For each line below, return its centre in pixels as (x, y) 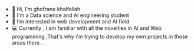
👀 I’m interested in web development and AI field (70, 21)
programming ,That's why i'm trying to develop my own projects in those (100, 36)
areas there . (27, 43)
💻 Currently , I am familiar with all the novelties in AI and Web (87, 28)
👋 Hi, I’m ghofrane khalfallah (46, 9)
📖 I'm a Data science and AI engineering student (70, 15)
